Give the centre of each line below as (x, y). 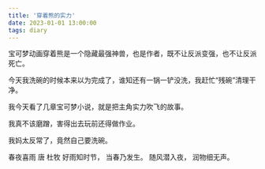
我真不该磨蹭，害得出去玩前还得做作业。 (74, 124)
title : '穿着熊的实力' (42, 15)
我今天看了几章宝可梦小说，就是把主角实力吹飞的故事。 (98, 107)
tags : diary (28, 30)
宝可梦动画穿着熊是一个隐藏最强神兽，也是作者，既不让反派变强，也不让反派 (132, 54)
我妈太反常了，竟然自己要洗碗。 (60, 141)
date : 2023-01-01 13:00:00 (52, 23)
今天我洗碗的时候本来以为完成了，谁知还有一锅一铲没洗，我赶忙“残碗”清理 (129, 81)
